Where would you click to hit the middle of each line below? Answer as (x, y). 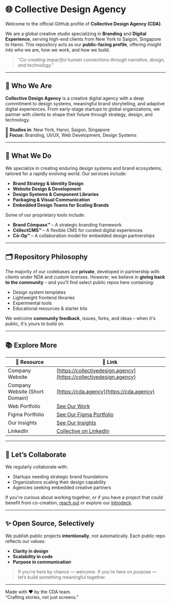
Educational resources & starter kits (50, 308)
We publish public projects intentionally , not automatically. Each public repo (85, 536)
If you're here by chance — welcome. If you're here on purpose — (87, 571)
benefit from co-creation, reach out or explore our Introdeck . (69, 503)
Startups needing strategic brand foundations (60, 477)
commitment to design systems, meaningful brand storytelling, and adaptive (85, 103)
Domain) (18, 398)
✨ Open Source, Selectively (50, 523)
